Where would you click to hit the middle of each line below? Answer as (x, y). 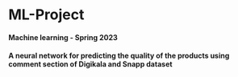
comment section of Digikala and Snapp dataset (90, 64)
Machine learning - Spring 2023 (63, 37)
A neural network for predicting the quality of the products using (119, 56)
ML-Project (46, 15)
